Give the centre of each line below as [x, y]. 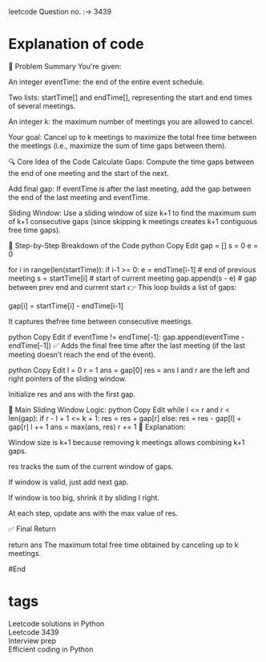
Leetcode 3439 [34, 632]
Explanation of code [76, 44]
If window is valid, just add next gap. [69, 482]
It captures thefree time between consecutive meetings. [101, 321]
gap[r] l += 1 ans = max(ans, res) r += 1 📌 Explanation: [97, 427]
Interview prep [32, 640]
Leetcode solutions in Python [56, 623]
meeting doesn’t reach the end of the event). [82, 354]
